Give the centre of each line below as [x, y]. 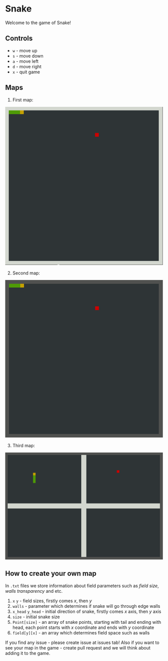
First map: [23, 100]
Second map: [26, 273]
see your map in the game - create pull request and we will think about [78, 647]
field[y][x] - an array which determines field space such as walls [81, 632]
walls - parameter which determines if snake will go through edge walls [86, 606]
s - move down [28, 56]
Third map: [23, 446]
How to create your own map [51, 573]
